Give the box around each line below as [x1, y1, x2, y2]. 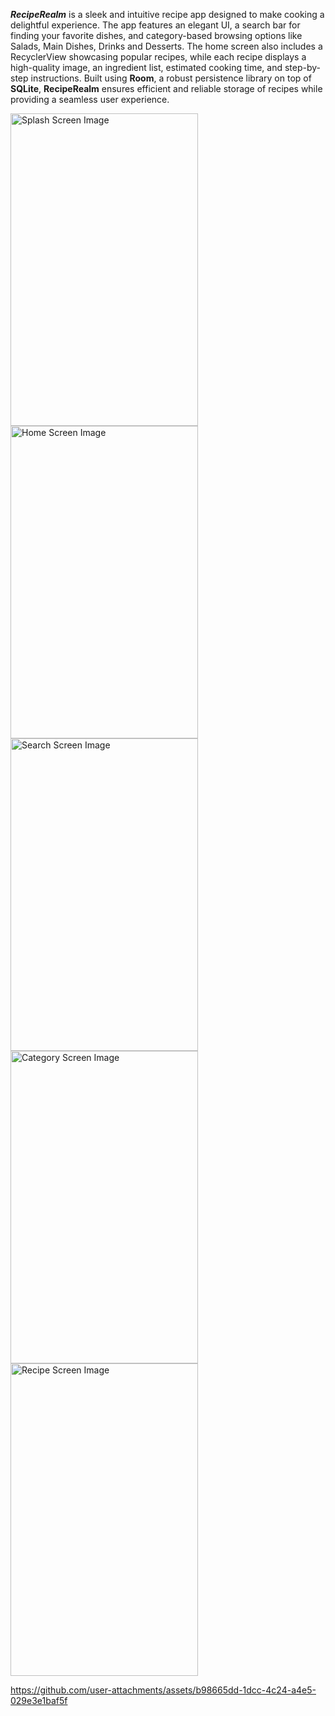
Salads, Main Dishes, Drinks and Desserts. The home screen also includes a [10, 40, 323, 52]
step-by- [284, 62, 322, 73]
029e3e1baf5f [10, 1695, 68, 1706]
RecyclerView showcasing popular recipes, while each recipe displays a [10, 51, 307, 63]
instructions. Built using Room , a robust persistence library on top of [30, 72, 312, 84]
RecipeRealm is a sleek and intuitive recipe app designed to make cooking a [10, 9, 325, 20]
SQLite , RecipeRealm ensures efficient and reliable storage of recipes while [10, 83, 323, 94]
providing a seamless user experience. [10, 94, 170, 105]
